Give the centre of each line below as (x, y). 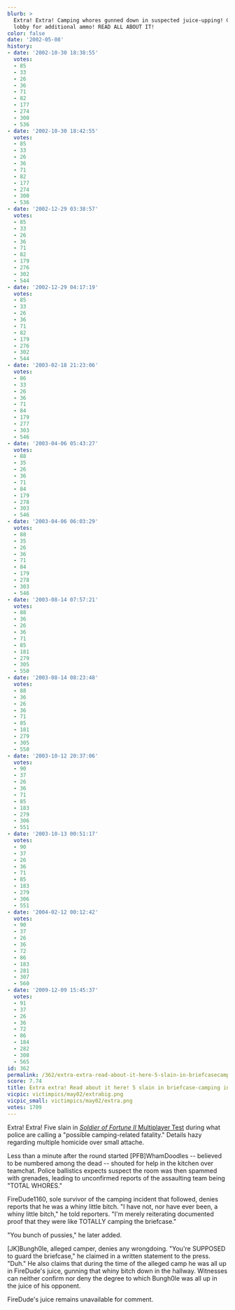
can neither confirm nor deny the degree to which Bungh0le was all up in (112, 1278)
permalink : (23, 1075)
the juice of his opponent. (44, 1285)
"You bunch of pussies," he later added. (65, 1235)
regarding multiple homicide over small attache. (76, 1142)
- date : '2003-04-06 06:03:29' (53, 522)
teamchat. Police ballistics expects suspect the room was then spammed (112, 1171)
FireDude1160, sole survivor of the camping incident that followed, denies (113, 1199)
